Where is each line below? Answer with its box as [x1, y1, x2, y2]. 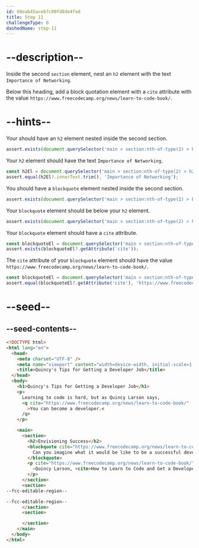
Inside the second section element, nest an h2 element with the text [6, 71, 172, 78]
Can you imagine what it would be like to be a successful [32, 449, 182, 455]
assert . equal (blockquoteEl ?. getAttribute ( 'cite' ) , [6, 280, 134, 286]
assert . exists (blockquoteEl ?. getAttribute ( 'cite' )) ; [6, 246, 139, 252]
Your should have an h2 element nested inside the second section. [6, 135, 168, 142]
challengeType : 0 [6, 20, 49, 26]
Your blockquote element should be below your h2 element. [6, 207, 150, 214]
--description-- [6, 51, 84, 64]
